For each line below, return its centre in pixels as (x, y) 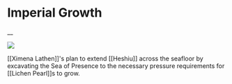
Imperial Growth (55, 13)
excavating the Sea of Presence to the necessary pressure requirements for (116, 66)
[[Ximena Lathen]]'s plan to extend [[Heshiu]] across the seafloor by (105, 58)
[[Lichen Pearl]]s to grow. (44, 73)
